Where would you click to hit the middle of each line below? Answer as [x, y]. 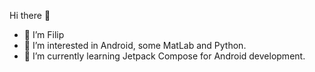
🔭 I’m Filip [44, 34]
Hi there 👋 [30, 15]
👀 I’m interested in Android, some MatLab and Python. [135, 45]
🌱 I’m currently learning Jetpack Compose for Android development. [164, 56]
